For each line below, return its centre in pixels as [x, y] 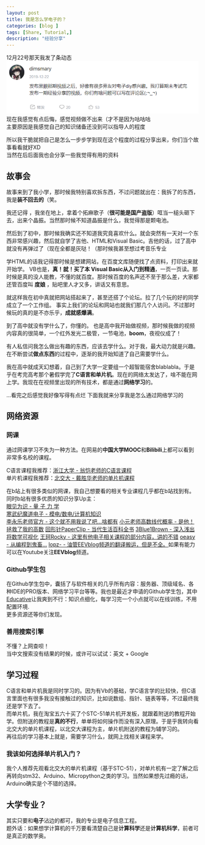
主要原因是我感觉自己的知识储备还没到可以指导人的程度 [76, 127]
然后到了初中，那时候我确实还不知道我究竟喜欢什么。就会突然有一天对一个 [100, 233]
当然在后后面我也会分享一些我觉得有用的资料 [63, 155]
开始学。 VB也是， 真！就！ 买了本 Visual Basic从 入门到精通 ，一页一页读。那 [102, 269]
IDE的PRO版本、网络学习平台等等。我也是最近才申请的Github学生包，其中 [104, 591]
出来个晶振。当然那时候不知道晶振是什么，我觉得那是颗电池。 [94, 221]
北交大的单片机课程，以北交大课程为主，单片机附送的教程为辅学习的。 [95, 729]
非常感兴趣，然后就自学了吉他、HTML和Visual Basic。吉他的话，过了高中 [104, 241]
